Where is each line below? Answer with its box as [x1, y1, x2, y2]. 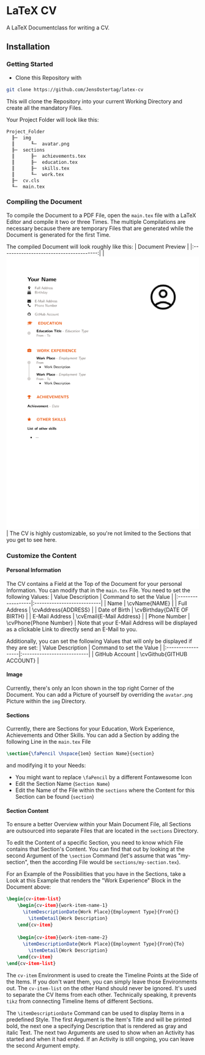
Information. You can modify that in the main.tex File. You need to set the [6, 587, 191, 594]
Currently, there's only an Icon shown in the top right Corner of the [6, 684, 174, 692]
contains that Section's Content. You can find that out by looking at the [6, 845, 185, 853]
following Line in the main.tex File [6, 738, 91, 746]
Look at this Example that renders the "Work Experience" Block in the [6, 877, 182, 884]
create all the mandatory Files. [6, 104, 83, 111]
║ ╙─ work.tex [12, 171, 64, 177]
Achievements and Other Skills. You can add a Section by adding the [6, 731, 179, 739]
